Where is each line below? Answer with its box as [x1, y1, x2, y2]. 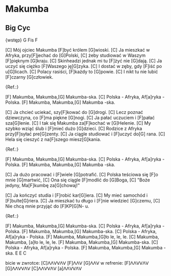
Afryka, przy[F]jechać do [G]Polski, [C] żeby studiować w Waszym [5, 52, 146, 58]
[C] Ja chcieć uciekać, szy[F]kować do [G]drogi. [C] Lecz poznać [5, 109, 143, 115]
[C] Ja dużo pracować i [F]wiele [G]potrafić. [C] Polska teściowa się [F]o [5, 172, 158, 177]
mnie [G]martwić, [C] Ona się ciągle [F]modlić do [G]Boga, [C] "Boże [5, 177, 151, 183]
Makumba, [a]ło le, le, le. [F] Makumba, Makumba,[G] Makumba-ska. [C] [5, 239, 158, 245]
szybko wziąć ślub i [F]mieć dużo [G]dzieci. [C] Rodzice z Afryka [5, 126, 142, 131]
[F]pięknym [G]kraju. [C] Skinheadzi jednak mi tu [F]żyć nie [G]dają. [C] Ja [5, 58, 162, 64]
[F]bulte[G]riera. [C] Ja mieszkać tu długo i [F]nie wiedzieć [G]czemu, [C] [5, 198, 160, 203]
